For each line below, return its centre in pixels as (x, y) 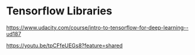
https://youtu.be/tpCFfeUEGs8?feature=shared (65, 45)
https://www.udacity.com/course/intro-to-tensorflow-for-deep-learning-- (97, 27)
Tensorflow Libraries (59, 11)
